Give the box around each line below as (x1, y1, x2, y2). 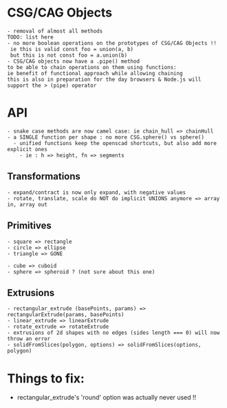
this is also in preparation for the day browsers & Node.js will (7, 76, 202, 83)
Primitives (7, 220, 52, 232)
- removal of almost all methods (7, 28, 103, 35)
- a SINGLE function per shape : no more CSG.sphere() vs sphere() (7, 133, 205, 141)
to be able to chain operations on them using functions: (7, 64, 177, 70)
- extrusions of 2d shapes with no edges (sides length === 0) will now (7, 329, 220, 336)
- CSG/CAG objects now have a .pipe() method (7, 57, 140, 65)
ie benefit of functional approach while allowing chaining (7, 70, 184, 77)
